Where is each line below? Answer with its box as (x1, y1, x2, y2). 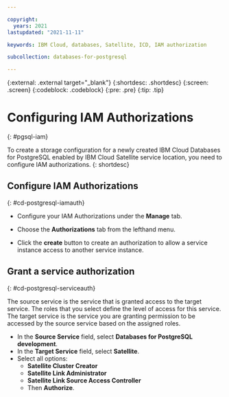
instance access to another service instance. (16, 245, 144, 254)
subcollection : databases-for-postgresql (7, 54, 128, 60)
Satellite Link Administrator (27, 369, 108, 377)
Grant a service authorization (7, 266, 135, 277)
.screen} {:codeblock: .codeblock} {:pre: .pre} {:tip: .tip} (7, 86, 165, 94)
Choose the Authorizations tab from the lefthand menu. (16, 225, 176, 234)
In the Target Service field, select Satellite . (16, 347, 139, 355)
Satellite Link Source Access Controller (27, 376, 142, 385)
